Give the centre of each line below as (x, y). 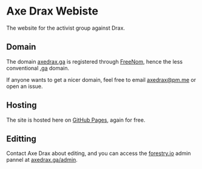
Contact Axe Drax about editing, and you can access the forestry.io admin (99, 153)
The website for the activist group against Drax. (66, 28)
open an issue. (25, 86)
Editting (21, 138)
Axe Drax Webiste (52, 11)
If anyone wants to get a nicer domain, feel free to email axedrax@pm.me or (101, 79)
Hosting (22, 105)
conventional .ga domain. (38, 68)
